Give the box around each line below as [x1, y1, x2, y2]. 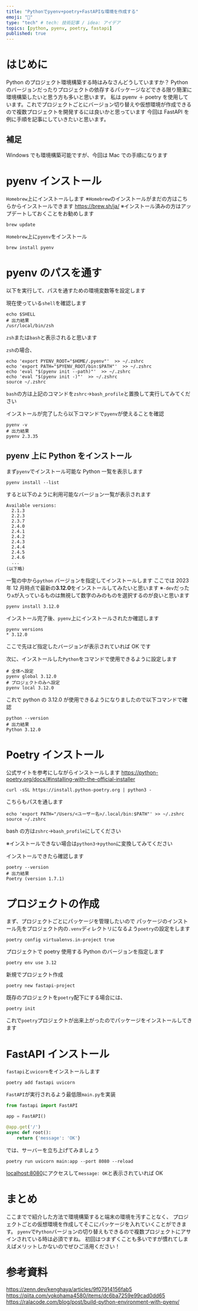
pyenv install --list [6, 479, 60, 485]
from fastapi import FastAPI [6, 1103, 78, 1109]
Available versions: [6, 503, 57, 508]
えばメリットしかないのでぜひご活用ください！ [6, 1242, 120, 1249]
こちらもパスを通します [6, 798, 63, 805]
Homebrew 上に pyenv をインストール [6, 233, 87, 240]
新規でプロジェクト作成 [6, 971, 63, 978]
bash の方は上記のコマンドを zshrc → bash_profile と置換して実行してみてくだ [6, 390, 191, 397]
